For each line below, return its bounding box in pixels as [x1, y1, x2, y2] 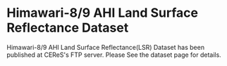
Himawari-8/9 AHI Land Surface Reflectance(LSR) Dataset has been [6, 43, 205, 51]
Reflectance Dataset [6, 20, 129, 36]
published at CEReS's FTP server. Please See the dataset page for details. [6, 51, 221, 59]
